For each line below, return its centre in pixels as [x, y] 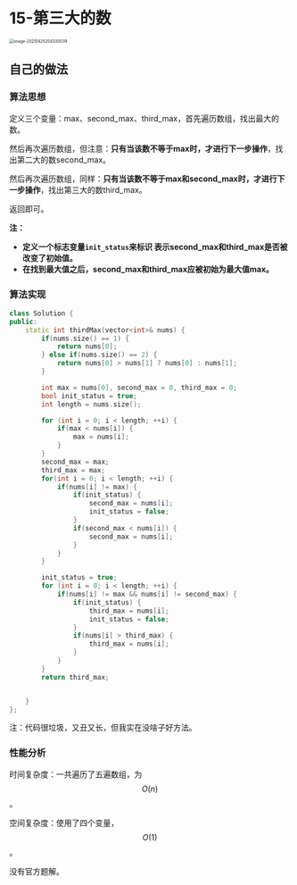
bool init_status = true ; [90, 396]
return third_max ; [75, 677]
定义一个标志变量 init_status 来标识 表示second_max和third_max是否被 [155, 246]
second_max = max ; [75, 462]
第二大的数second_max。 [64, 159]
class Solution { [41, 313]
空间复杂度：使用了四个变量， [64, 822]
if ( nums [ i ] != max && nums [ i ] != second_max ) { [147, 595]
